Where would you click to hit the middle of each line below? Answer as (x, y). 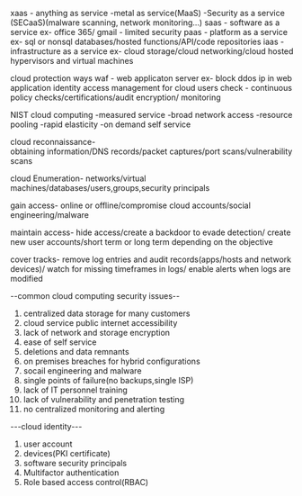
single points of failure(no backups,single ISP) (108, 380)
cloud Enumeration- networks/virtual (78, 178)
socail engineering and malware (82, 371)
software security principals (75, 463)
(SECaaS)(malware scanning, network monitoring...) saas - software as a (145, 23)
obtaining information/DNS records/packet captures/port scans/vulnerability (151, 151)
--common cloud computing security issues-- (95, 296)
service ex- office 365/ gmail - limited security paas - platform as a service (149, 32)
